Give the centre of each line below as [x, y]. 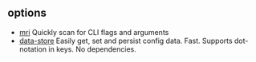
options [27, 13]
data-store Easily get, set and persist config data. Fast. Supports [126, 41]
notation [33, 49]
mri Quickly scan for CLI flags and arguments [94, 32]
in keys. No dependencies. [93, 49]
